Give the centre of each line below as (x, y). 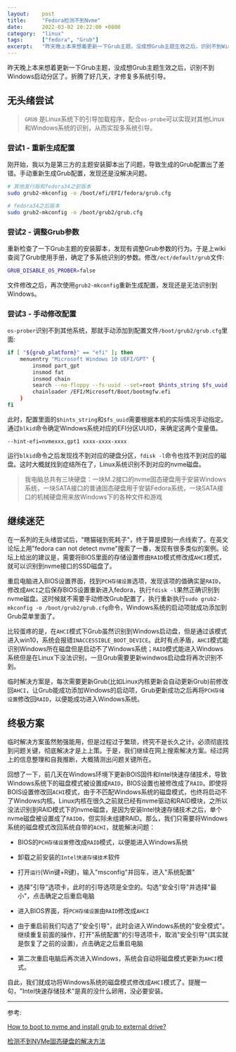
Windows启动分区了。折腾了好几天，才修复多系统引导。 (88, 76)
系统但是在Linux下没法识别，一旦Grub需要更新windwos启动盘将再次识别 (112, 657)
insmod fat (48, 372)
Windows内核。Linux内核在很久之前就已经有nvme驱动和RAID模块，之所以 (120, 800)
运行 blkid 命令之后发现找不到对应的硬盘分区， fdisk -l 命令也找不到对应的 (114, 455)
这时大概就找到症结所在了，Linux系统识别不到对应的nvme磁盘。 (112, 464)
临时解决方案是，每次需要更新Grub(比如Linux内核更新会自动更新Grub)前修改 (118, 681)
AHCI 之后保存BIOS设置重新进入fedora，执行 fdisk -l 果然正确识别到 (123, 590)
